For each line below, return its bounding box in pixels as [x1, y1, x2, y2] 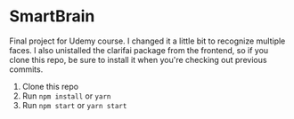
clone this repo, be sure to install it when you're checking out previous [9, 54, 267, 65]
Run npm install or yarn [21, 91, 111, 101]
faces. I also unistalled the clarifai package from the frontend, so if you [9, 44, 269, 55]
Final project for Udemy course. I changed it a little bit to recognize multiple [9, 36, 286, 46]
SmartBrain [9, 6, 95, 27]
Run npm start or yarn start [21, 99, 127, 110]
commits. [9, 64, 44, 75]
